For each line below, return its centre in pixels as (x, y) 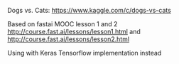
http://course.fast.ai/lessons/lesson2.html (69, 39)
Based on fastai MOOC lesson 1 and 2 (63, 24)
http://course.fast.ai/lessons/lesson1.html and (74, 32)
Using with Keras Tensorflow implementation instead (85, 53)
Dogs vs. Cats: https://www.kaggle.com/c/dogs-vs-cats (89, 10)
